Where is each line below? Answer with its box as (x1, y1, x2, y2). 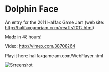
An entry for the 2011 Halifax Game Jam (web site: (5, 19, 105, 25)
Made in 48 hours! (5, 34, 42, 40)
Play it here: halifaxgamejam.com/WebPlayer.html (5, 52, 104, 58)
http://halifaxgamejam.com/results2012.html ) (5, 24, 94, 30)
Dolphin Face (5, 3, 59, 14)
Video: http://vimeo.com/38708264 (5, 43, 76, 49)
